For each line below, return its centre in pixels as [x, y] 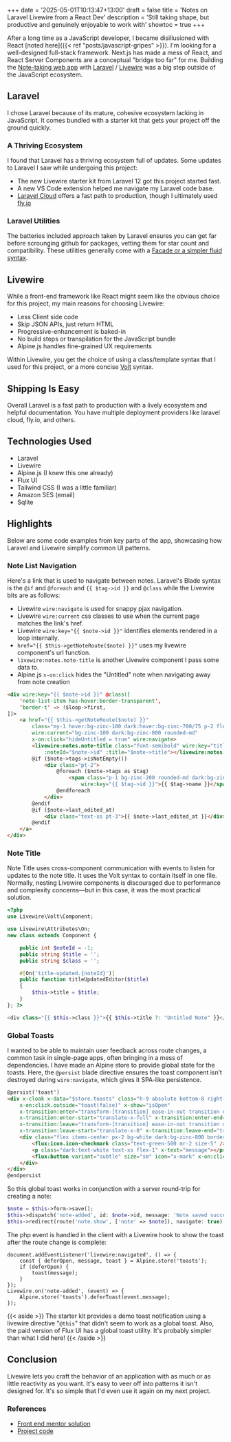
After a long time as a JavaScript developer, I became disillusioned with [108, 38]
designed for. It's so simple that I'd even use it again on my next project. [109, 1391]
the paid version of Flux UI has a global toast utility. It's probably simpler [109, 1330]
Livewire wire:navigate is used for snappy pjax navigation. [100, 608]
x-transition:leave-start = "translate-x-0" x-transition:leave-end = [118, 1131]
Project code [35, 1431]
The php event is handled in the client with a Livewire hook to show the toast [115, 1234]
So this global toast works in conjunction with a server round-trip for [104, 1189]
